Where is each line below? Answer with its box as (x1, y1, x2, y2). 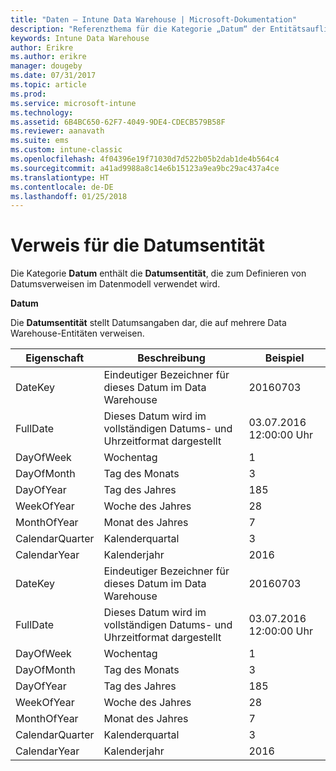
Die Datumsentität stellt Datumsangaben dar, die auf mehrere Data (10, 317, 287, 329)
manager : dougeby (10, 61, 83, 71)
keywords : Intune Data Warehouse (10, 33, 150, 43)
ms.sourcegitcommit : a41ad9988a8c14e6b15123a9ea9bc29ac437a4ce (10, 163, 280, 173)
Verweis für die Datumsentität (10, 234, 265, 257)
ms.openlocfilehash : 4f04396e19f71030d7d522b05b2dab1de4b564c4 (10, 154, 280, 164)
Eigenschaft (25, 351, 85, 365)
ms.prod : (10, 89, 47, 99)
